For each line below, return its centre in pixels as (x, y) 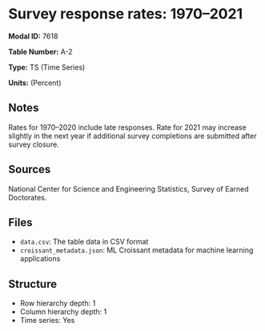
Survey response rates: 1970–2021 (126, 14)
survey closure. (34, 144)
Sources (30, 170)
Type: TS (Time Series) (47, 67)
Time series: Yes (47, 321)
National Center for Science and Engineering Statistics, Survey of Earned (128, 188)
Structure (33, 284)
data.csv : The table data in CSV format (84, 242)
